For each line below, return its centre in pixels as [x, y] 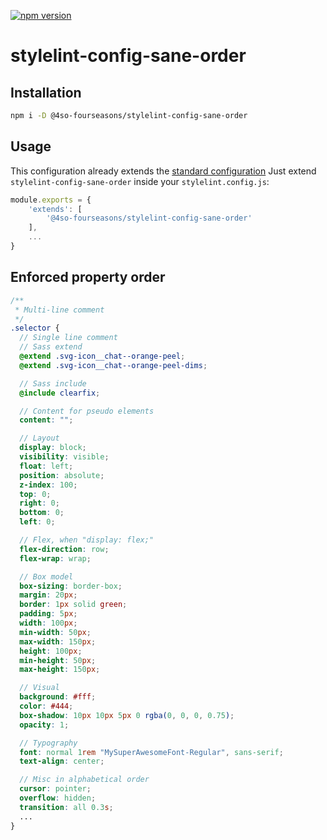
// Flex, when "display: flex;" [87, 540]
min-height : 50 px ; [58, 660]
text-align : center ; [62, 761]
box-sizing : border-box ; [71, 586]
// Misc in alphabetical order [84, 780]
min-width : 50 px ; [55, 632]
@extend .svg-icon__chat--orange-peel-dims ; [113, 365]
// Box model [46, 576]
